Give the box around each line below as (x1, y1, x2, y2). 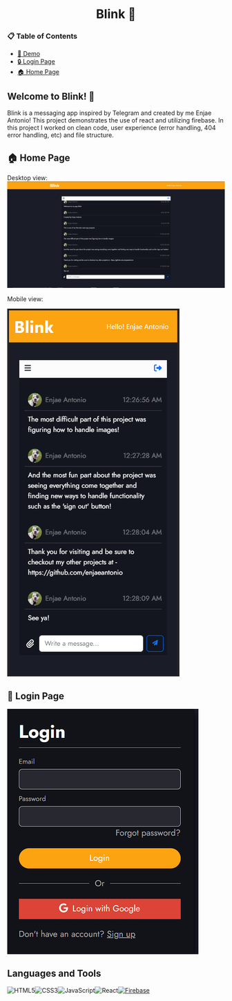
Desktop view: (7, 174, 48, 182)
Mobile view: (7, 295, 43, 303)
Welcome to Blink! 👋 (7, 90, 95, 102)
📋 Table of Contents (7, 31, 78, 41)
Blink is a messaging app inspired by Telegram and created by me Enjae (7, 109, 212, 117)
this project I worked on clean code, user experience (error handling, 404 (7, 124, 216, 132)
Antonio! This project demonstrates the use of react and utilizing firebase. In (7, 116, 224, 125)
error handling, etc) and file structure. (7, 131, 114, 139)
